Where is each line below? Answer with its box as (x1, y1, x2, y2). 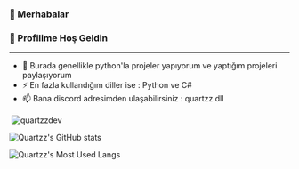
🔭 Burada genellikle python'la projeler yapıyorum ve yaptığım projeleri (21, 60, 278, 71)
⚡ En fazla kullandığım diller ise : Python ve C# (21, 80, 193, 91)
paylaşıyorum (21, 70, 72, 81)
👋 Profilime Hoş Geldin (9, 31, 109, 44)
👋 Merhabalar (9, 8, 69, 20)
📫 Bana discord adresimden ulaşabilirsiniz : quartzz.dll (21, 93, 224, 104)
